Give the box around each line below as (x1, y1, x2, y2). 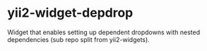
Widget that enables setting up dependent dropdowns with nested (7, 28, 200, 36)
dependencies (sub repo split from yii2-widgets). (7, 35, 150, 43)
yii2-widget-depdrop (7, 5, 134, 21)
